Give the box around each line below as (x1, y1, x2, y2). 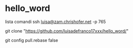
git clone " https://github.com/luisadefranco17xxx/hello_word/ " (5, 28, 129, 34)
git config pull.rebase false (5, 37, 58, 43)
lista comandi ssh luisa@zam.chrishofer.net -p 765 (5, 19, 106, 24)
